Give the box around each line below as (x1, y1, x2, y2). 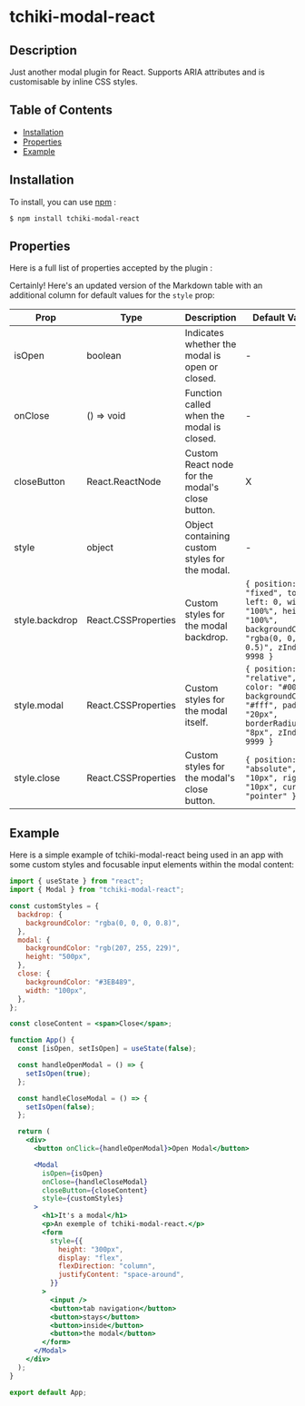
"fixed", (244, 588, 283, 599)
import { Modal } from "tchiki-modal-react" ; (9, 886, 184, 895)
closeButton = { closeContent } (42, 1185, 148, 1195)
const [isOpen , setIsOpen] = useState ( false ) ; (17, 1045, 197, 1054)
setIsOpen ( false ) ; (25, 1102, 95, 1112)
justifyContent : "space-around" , (57, 1270, 184, 1280)
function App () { (9, 1035, 75, 1045)
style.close (14, 772, 61, 785)
